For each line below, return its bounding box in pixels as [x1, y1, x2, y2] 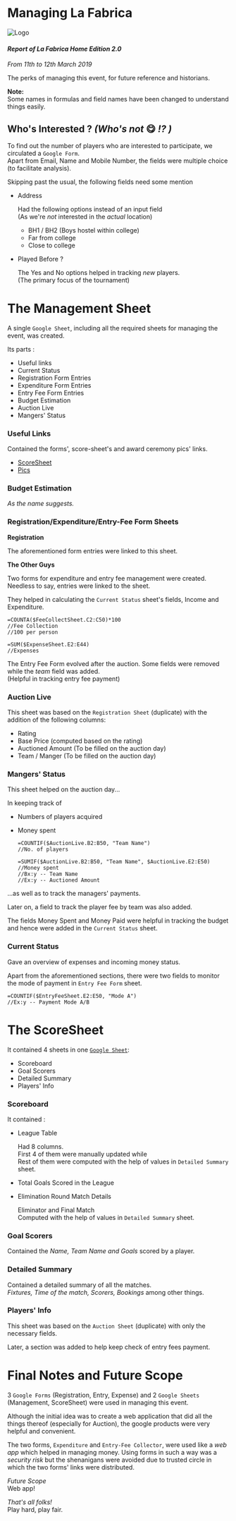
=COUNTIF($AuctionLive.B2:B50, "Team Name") [17, 840, 151, 847]
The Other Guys [7, 560, 55, 569]
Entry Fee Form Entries [17, 388, 85, 397]
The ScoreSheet [7, 1022, 104, 1037]
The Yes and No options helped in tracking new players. [17, 268, 180, 276]
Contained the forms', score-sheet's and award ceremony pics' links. [7, 445, 208, 453]
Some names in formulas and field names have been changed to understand [7, 95, 229, 104]
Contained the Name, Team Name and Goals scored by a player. [7, 1247, 195, 1255]
